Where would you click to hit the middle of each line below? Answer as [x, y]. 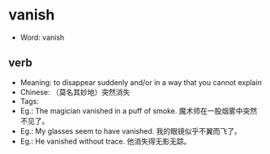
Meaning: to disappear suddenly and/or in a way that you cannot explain [141, 82]
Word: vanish [42, 37]
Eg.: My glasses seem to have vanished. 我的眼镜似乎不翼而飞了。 [131, 130]
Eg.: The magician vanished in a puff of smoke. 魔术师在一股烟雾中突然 [139, 110]
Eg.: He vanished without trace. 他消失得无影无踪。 [105, 141]
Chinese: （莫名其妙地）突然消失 [75, 92]
